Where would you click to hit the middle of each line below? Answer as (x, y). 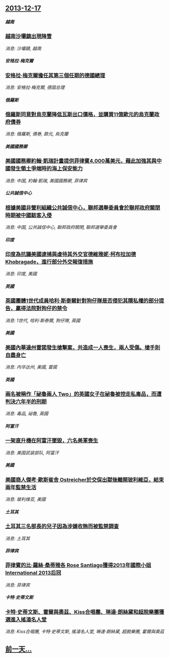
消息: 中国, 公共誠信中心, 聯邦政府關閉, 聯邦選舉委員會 (61, 227)
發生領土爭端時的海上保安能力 (47, 169)
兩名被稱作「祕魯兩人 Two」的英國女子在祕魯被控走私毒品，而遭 (83, 394)
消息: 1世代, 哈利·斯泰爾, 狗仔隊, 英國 (43, 320)
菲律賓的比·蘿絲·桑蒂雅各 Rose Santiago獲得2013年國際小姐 (78, 565)
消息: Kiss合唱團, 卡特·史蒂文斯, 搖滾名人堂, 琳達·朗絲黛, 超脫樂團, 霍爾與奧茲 (85, 632)
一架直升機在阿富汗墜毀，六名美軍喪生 (52, 441)
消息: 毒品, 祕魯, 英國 (27, 414)
